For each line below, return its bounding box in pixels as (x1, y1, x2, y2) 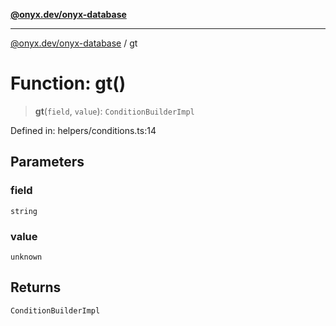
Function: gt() (10, 72, 127, 95)
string (10, 206, 38, 216)
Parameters (10, 154, 85, 171)
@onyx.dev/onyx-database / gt (10, 37, 138, 49)
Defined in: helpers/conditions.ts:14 (10, 124, 157, 136)
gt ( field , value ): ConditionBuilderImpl (34, 105, 195, 117)
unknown (10, 252, 43, 262)
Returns (10, 279, 62, 296)
